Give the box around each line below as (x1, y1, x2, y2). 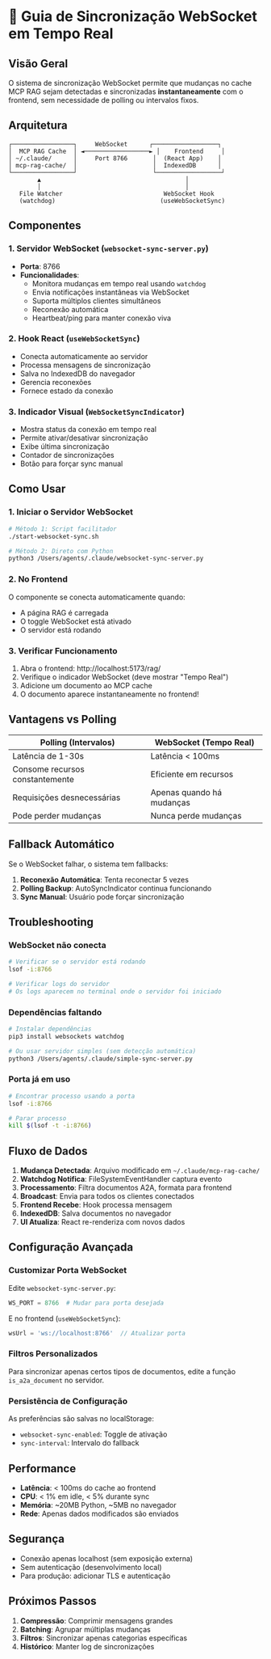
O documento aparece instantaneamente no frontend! (19, 689, 199, 699)
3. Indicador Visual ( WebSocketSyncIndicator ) (8, 406, 186, 417)
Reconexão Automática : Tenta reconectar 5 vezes (19, 874, 190, 884)
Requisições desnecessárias (12, 792, 121, 803)
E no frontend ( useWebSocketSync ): (8, 1314, 121, 1323)
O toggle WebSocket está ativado (19, 616, 131, 626)
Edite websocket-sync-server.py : (8, 1283, 116, 1293)
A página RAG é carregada (19, 607, 109, 617)
